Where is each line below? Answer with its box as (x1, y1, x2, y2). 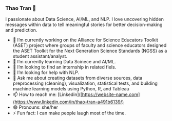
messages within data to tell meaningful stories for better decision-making (5, 21, 163, 28)
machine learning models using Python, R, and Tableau (12, 86, 129, 92)
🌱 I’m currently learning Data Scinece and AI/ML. (12, 59, 116, 65)
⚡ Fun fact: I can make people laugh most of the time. (12, 110, 126, 116)
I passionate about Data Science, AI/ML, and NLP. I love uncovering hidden (5, 16, 164, 22)
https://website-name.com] (82, 91, 140, 98)
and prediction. (5, 27, 37, 33)
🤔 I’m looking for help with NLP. (12, 69, 80, 76)
